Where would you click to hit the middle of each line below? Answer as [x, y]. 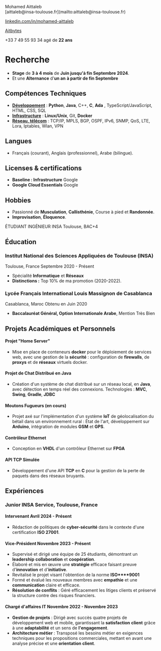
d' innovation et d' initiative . [40, 570]
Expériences [24, 491]
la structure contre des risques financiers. [54, 596]
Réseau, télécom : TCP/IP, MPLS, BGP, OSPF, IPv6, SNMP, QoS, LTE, [81, 120]
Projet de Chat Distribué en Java [38, 373]
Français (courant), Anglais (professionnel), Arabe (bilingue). [72, 153]
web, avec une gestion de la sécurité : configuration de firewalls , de [80, 357]
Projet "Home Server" [28, 341]
